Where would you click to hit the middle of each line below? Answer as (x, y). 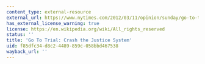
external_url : (24, 18)
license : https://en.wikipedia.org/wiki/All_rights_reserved (86, 29)
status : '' (20, 35)
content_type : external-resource (49, 12)
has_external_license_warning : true (53, 23)
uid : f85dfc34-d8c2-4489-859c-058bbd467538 (63, 46)
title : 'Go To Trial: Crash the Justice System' (69, 40)
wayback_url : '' (27, 52)
